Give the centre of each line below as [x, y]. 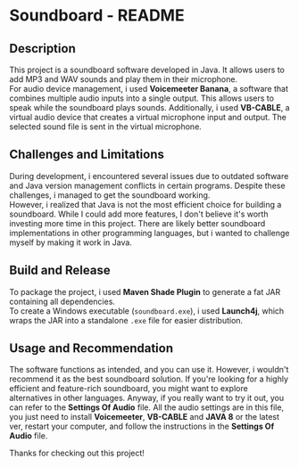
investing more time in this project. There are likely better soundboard [137, 223]
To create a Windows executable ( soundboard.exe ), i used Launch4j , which [147, 311]
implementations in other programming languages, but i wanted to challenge [149, 233]
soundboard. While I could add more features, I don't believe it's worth [139, 214]
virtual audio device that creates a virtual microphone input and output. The [148, 117]
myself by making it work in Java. [71, 242]
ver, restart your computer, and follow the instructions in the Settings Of [142, 426]
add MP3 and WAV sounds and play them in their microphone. [124, 79]
